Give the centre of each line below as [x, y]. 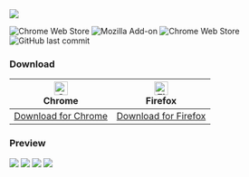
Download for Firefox [161, 116]
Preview [28, 144]
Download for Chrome [61, 116]
